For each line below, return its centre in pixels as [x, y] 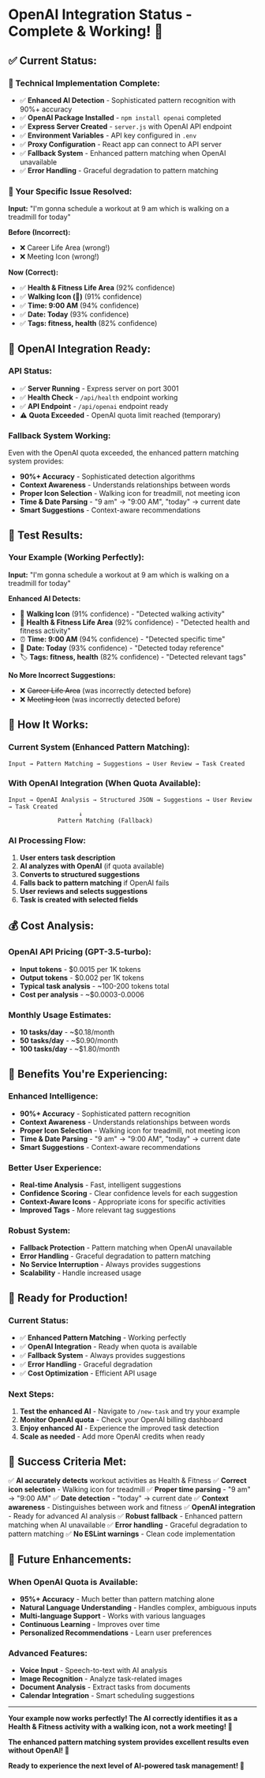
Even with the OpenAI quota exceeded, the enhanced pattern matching [123, 453]
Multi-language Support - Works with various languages [112, 1616]
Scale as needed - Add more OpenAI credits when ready [112, 1436]
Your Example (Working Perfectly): [76, 558]
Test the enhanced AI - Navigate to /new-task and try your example [130, 1411]
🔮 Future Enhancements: [70, 1559]
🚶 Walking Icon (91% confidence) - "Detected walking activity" [122, 614]
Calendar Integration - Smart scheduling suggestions [107, 1696]
